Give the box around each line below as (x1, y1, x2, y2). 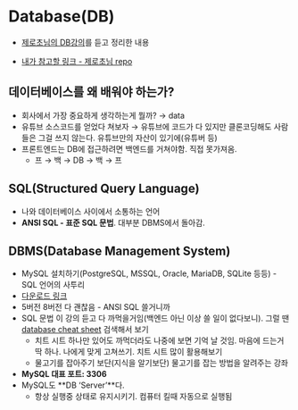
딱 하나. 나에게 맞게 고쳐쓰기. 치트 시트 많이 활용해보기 (34, 347, 223, 357)
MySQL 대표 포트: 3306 (21, 369, 108, 380)
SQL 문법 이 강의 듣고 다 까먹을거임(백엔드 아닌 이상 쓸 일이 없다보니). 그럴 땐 (21, 313, 290, 323)
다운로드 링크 (21, 290, 68, 301)
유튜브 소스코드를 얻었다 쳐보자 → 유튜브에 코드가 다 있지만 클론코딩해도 (21, 121, 272, 131)
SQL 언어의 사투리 (21, 280, 86, 290)
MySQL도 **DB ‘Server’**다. (21, 380, 126, 390)
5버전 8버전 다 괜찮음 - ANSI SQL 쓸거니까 (21, 302, 170, 313)
